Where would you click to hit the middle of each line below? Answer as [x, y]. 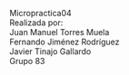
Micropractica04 [41, 13]
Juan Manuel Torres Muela [60, 32]
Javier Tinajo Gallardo [50, 52]
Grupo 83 [27, 61]
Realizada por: [36, 23]
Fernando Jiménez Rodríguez [64, 42]
